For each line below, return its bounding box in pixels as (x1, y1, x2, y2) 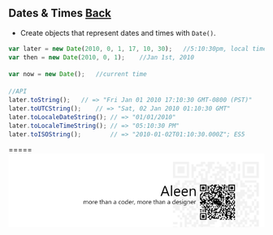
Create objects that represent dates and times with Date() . (19, 28, 216, 37)
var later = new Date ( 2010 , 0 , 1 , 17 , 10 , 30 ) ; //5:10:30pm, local (8, 45, 249, 53)
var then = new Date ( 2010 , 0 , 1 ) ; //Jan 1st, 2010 (8, 53, 195, 62)
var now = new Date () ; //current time (8, 70, 148, 79)
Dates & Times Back (8, 6, 111, 20)
